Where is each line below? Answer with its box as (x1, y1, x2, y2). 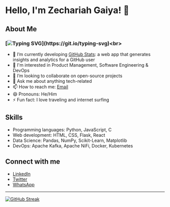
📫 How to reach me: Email (12, 83, 68, 90)
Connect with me (5, 158, 61, 166)
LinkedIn (12, 171, 31, 177)
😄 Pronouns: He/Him (12, 91, 57, 97)
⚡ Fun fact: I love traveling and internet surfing (12, 96, 110, 102)
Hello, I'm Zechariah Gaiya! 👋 (5, 5, 130, 16)
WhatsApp (12, 181, 35, 187)
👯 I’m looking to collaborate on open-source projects (12, 73, 122, 79)
